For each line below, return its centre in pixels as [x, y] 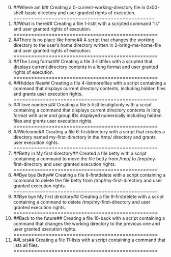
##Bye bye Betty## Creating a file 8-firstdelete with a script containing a [89, 175]
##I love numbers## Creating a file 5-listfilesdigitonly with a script [82, 105]
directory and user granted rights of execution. [87, 13]
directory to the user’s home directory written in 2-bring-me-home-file [87, 45]
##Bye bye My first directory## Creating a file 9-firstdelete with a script [89, 196]
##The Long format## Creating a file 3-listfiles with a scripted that [83, 61]
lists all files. [26, 245]
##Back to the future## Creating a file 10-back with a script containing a [89, 218]
